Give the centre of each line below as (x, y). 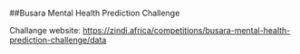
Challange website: (45, 30)
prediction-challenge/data (58, 40)
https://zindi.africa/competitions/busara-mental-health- (187, 30)
